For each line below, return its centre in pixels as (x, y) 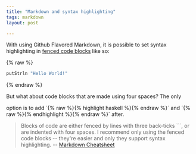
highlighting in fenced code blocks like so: (58, 51)
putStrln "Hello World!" (37, 74)
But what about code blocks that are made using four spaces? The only (94, 96)
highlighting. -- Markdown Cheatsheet (68, 145)
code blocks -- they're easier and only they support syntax (93, 139)
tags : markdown (25, 17)
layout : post (22, 23)
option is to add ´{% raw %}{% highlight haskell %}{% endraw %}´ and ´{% (98, 108)
